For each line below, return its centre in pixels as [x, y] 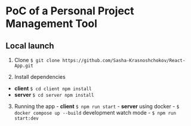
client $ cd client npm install [53, 88]
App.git [24, 66]
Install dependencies [40, 77]
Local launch [30, 46]
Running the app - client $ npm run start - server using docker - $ [97, 106]
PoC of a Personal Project [70, 11]
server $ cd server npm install [54, 95]
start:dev [27, 118]
